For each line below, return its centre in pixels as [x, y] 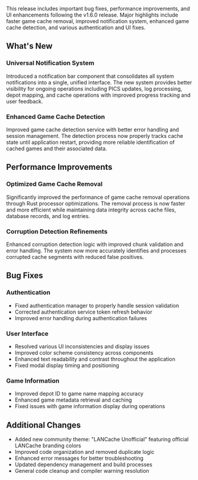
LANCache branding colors [48, 446]
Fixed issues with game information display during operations [90, 406]
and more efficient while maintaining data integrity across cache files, [91, 210]
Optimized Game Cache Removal [54, 184]
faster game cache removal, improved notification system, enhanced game [98, 21]
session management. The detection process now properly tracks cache [95, 135]
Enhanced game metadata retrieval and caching [73, 400]
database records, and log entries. [48, 216]
